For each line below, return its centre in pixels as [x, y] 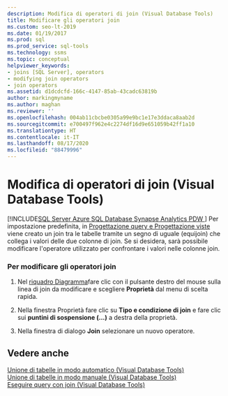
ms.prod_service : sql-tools [48, 46]
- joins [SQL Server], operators [56, 72]
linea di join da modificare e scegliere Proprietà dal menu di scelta [113, 289]
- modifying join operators [48, 79]
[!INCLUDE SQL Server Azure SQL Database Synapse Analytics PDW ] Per [113, 219]
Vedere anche [38, 353]
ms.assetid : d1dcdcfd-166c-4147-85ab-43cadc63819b [82, 91]
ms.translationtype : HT [42, 131]
